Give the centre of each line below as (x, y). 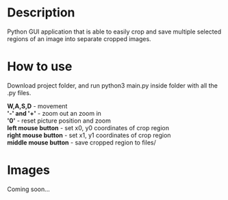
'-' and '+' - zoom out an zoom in (54, 113)
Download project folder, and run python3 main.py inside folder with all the (112, 85)
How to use (40, 67)
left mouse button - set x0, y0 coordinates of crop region (88, 127)
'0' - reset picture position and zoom (59, 121)
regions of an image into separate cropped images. (79, 38)
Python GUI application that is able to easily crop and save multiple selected (114, 32)
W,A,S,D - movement (37, 106)
